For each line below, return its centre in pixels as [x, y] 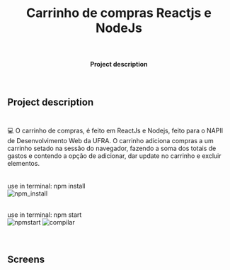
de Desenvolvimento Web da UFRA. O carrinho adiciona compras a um [110, 140]
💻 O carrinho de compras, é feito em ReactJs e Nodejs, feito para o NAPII [115, 130]
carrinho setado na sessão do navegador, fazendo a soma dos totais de [112, 148]
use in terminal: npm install [46, 186]
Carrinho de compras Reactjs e [119, 13]
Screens [26, 260]
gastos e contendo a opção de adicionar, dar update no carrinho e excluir [114, 156]
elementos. [24, 163]
